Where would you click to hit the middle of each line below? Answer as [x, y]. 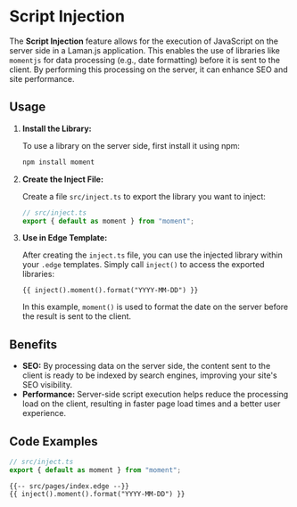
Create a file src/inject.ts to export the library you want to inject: [144, 196]
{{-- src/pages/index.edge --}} [69, 486]
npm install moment [58, 162]
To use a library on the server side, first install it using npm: [131, 145]
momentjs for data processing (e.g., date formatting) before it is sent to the [145, 60]
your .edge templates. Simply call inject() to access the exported [143, 265]
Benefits [33, 344]
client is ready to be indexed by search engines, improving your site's [150, 375]
